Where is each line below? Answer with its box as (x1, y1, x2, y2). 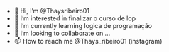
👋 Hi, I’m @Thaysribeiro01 (13, 7, 90, 15)
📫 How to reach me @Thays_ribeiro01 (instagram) (13, 37, 163, 45)
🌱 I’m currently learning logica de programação (13, 22, 153, 30)
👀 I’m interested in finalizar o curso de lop (13, 14, 136, 22)
